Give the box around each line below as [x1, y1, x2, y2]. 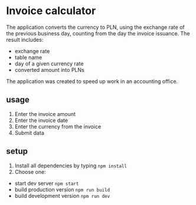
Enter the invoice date [14, 117, 68, 124]
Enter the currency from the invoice [14, 123, 102, 130]
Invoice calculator [6, 4, 96, 18]
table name [14, 54, 43, 61]
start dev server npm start [14, 180, 79, 187]
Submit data [14, 129, 44, 136]
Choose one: [14, 168, 46, 175]
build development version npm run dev [14, 192, 110, 199]
